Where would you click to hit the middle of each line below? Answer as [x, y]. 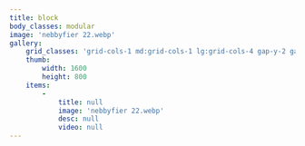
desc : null [79, 119]
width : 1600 [65, 69]
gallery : [26, 43]
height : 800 [65, 77]
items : [38, 85]
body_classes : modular [52, 26]
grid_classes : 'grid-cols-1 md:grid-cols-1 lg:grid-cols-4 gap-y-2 [156, 52]
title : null [80, 102]
